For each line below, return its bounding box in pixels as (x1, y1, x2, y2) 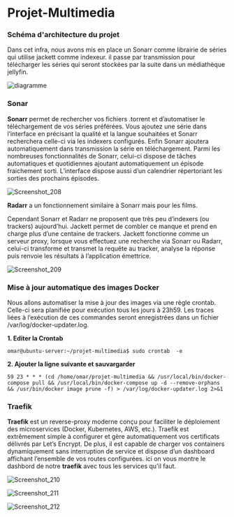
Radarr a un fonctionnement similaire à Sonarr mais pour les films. (7, 201, 198, 209)
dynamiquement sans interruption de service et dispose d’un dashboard (7, 447, 215, 456)
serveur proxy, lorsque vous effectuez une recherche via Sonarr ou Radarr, (7, 237, 223, 245)
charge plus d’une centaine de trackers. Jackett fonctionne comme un (7, 229, 210, 238)
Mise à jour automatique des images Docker (7, 283, 159, 292)
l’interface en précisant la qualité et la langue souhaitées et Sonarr (7, 129, 198, 137)
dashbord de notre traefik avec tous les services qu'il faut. (7, 462, 177, 470)
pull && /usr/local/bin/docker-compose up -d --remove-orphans (32, 380, 220, 387)
